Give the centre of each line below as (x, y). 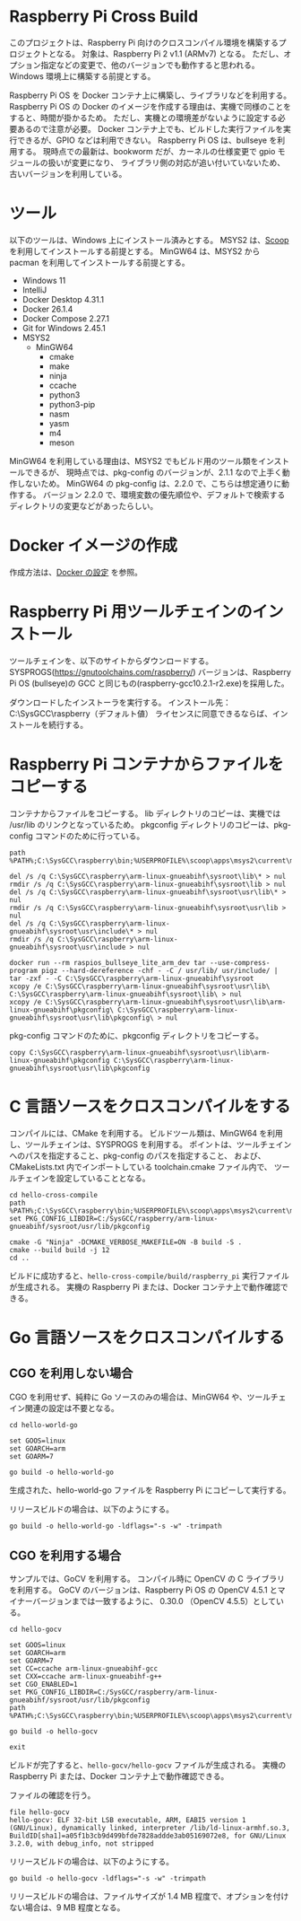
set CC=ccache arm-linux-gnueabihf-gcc (84, 1669)
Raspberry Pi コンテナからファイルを (146, 764)
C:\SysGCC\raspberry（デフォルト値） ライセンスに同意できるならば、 (141, 713)
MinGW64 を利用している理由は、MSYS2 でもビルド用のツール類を (134, 461)
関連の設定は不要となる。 (72, 1408)
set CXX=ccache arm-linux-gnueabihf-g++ (86, 1677)
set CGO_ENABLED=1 (43, 1685)
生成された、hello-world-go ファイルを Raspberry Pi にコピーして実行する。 (150, 1490)
